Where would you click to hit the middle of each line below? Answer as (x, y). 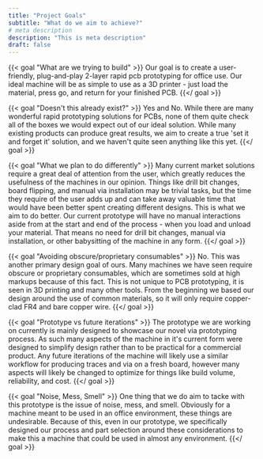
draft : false (30, 45)
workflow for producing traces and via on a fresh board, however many (124, 364)
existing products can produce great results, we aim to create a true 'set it (128, 133)
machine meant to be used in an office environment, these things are (120, 413)
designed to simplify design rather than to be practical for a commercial (125, 347)
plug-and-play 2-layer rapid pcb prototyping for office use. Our (139, 76)
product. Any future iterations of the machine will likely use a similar (118, 356)
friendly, (22, 76)
